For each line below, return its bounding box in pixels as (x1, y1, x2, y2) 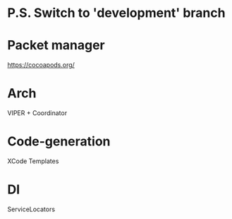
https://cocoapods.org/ (7, 61, 75, 69)
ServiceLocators (7, 205, 55, 213)
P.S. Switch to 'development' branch (7, 5, 226, 21)
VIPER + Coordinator (7, 109, 68, 117)
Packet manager (7, 37, 105, 54)
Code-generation (7, 134, 111, 150)
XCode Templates (7, 157, 59, 165)
